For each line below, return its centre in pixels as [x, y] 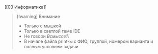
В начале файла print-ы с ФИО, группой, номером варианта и [88, 41]
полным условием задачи [51, 46]
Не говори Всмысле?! [47, 36]
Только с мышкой [42, 26]
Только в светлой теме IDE [52, 31]
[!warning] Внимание [38, 16]
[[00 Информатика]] [26, 7]
